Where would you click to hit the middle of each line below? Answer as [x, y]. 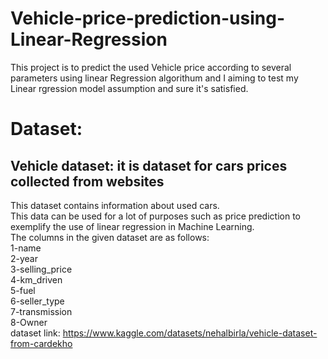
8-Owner [29, 322]
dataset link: [35, 333]
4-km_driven [36, 279]
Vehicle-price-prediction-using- [147, 18]
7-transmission [41, 311]
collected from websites [87, 181]
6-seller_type [37, 301]
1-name [26, 248]
